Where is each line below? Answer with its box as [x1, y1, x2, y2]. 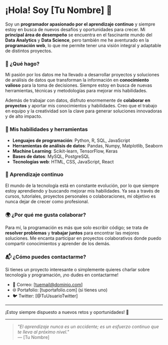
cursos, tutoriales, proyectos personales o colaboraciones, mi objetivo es [5, 193, 156, 199]
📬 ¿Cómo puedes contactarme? [5, 253, 86, 260]
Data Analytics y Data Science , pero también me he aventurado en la [5, 37, 149, 43]
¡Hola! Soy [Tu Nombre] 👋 [5, 5, 112, 16]
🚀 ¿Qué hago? [5, 60, 40, 67]
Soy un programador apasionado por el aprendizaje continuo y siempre [5, 21, 155, 27]
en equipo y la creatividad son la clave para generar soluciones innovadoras [5, 108, 162, 114]
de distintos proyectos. [5, 48, 52, 54]
